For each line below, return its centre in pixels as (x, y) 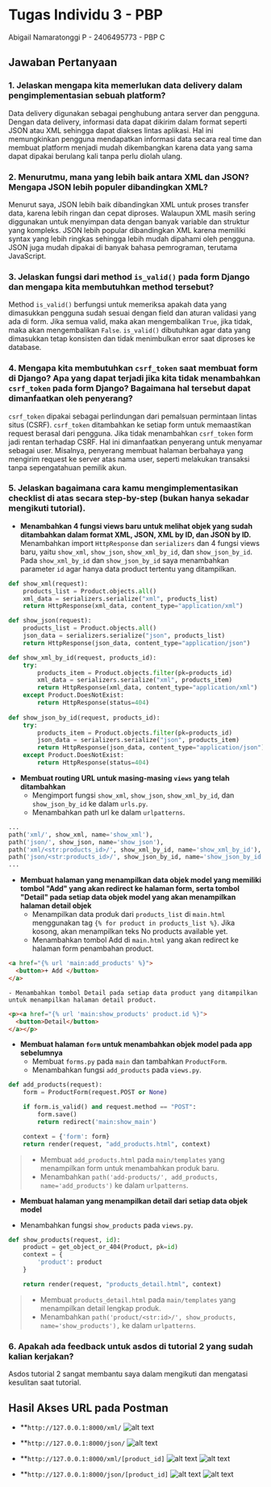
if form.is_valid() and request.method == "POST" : (110, 1107)
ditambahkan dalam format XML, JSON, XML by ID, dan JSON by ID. (135, 535)
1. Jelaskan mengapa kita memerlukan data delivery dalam (125, 85)
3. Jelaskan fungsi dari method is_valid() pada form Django (129, 277)
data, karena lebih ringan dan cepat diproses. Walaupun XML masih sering (132, 213)
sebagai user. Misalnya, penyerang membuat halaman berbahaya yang (126, 450)
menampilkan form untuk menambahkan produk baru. (129, 1168)
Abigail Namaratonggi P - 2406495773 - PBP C (87, 37)
